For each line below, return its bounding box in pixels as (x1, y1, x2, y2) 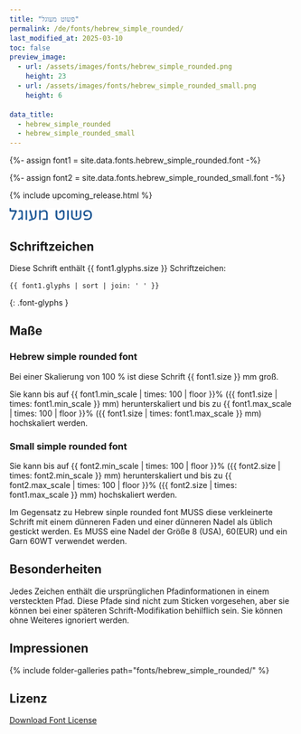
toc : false (9, 43, 51, 52)
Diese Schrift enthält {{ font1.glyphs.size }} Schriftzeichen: (9, 262, 226, 273)
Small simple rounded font (9, 439, 128, 452)
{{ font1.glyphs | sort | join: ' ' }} (9, 281, 160, 290)
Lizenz (9, 691, 48, 706)
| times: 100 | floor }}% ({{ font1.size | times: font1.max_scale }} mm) (9, 408, 262, 419)
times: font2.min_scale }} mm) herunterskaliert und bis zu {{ (9, 470, 232, 481)
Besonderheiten (9, 561, 102, 578)
